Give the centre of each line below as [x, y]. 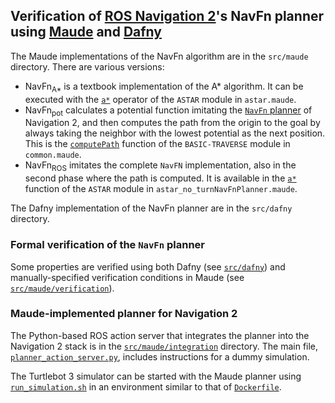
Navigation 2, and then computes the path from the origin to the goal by [172, 123]
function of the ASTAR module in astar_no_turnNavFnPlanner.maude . [161, 189]
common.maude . [53, 155]
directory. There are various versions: [87, 66]
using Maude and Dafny [86, 32]
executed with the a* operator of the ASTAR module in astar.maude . [160, 99]
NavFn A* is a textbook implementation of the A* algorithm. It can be [164, 87]
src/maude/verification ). [62, 288]
